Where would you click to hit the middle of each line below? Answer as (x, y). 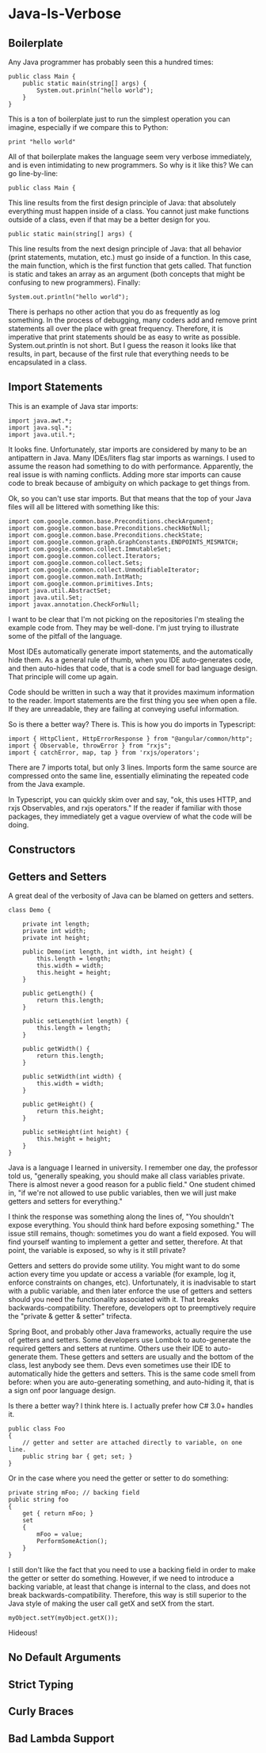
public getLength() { (58, 994)
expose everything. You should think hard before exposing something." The (131, 1225)
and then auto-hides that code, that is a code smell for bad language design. (133, 668)
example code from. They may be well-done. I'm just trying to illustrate (123, 628)
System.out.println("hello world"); (68, 297)
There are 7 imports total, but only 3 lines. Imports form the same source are (133, 767)
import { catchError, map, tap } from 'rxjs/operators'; (104, 752)
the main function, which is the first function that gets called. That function (130, 265)
